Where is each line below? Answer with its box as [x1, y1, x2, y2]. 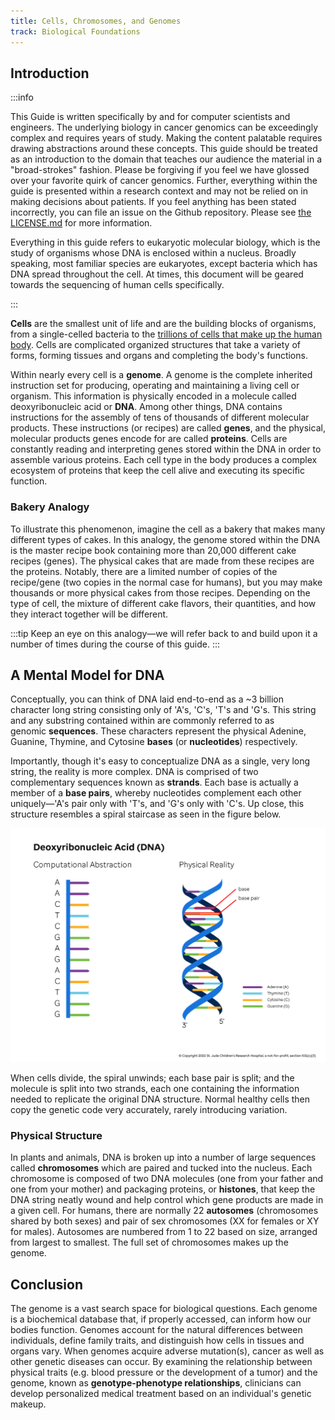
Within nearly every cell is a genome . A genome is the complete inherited [10, 369, 313, 381]
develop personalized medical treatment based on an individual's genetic [10, 1388, 312, 1400]
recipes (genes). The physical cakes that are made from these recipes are [10, 555, 315, 567]
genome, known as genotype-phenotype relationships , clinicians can [10, 1377, 302, 1389]
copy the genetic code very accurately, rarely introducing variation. [10, 1103, 288, 1115]
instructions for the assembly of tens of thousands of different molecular [10, 411, 310, 424]
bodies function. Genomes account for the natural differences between [10, 1324, 303, 1336]
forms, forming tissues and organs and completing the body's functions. [10, 350, 308, 362]
